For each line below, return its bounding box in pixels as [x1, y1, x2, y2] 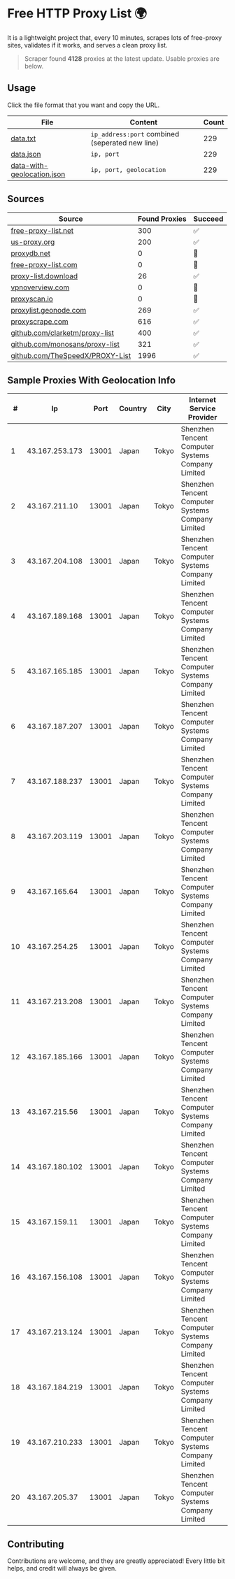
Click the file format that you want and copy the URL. [7, 101, 159, 109]
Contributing [7, 1538, 64, 1550]
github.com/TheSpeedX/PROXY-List [10, 350, 131, 360]
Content [129, 117, 158, 127]
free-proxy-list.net [10, 225, 74, 235]
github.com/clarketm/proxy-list [10, 328, 114, 338]
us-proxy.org [10, 237, 55, 247]
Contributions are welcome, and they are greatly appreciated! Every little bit [7, 1557, 225, 1565]
